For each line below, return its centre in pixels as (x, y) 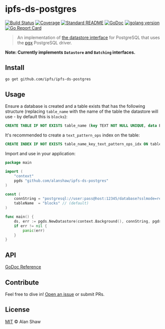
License (17, 310)
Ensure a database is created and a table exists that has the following (75, 106)
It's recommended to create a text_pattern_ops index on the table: (72, 135)
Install (15, 68)
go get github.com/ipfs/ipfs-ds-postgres (48, 79)
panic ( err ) (34, 230)
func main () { (20, 217)
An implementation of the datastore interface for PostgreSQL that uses (88, 37)
